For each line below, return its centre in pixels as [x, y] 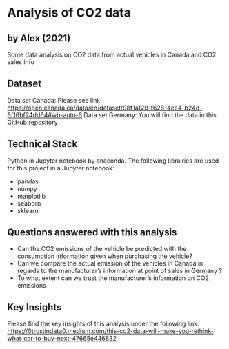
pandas [28, 181]
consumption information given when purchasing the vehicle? [105, 256]
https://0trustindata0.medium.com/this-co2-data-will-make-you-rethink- [110, 331]
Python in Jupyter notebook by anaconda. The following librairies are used [113, 161]
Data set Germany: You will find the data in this [150, 114]
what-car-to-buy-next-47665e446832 [62, 339]
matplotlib [31, 196]
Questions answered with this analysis [92, 232]
